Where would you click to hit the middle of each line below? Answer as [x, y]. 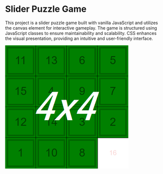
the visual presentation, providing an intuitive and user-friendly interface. [79, 38]
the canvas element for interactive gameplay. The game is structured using [81, 28]
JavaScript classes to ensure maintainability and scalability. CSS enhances [81, 33]
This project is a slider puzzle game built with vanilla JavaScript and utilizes [82, 23]
